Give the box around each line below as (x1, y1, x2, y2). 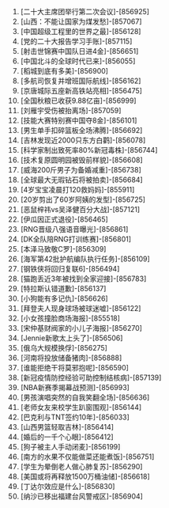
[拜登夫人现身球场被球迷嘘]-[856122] (20, 304, 141, 313)
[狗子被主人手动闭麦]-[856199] (20, 442, 121, 451)
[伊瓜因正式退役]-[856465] (20, 214, 109, 224)
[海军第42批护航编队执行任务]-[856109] (20, 254, 151, 263)
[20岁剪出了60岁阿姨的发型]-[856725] (20, 195, 145, 204)
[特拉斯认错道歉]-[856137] (20, 284, 107, 293)
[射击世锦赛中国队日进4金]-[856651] (20, 47, 139, 55)
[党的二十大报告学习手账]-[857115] (20, 36, 133, 46)
